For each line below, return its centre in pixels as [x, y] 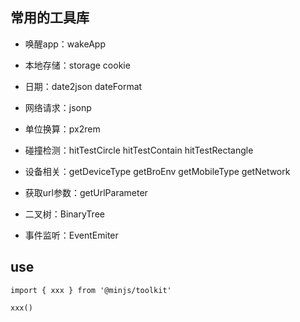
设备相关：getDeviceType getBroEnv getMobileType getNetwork [157, 171]
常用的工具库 [50, 18]
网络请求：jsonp [58, 107]
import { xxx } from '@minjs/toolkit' [91, 290]
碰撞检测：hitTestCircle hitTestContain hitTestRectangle [139, 150]
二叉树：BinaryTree [64, 214]
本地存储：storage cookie [77, 65]
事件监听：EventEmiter [71, 235]
